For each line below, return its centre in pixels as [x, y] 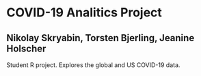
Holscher [26, 48]
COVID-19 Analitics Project [84, 13]
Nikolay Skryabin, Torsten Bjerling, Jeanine [100, 38]
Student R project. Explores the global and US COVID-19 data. [93, 65]
